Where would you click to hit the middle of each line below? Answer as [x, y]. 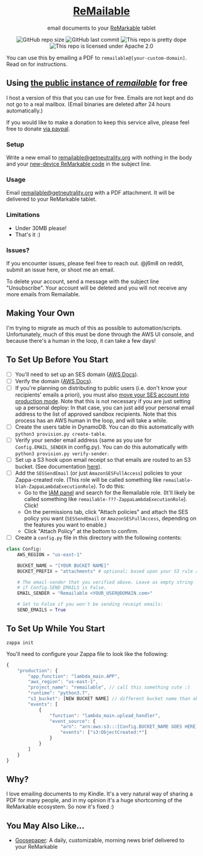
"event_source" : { [72, 721]
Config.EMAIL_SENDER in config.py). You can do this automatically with [101, 447]
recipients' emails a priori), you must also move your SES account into [102, 395]
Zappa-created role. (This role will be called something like [88, 480]
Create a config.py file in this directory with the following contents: [98, 537]
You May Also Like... [45, 825]
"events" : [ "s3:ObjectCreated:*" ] [104, 733]
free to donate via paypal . [38, 129]
